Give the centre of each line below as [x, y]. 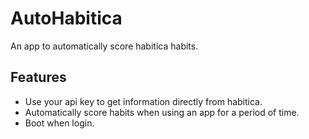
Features [38, 77]
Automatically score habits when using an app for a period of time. [162, 112]
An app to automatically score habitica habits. [104, 46]
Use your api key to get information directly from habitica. [143, 101]
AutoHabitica [66, 18]
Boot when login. [59, 123]
